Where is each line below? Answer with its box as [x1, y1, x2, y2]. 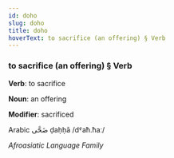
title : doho [8, 26, 48, 34]
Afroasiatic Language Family [8, 140, 104, 150]
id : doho [8, 11, 38, 20]
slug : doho [8, 19, 45, 27]
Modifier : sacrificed [8, 109, 74, 119]
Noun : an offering [8, 93, 67, 104]
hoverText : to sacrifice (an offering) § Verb [8, 34, 166, 42]
